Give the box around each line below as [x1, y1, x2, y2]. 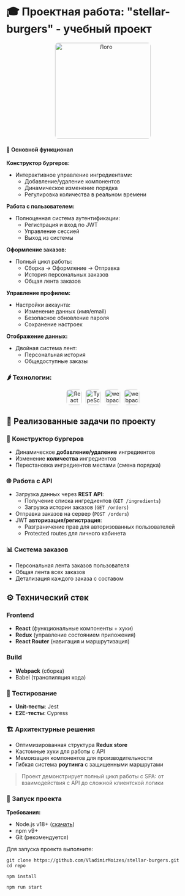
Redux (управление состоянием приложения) [15, 631, 136, 638]
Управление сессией [24, 228, 80, 235]
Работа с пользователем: [6, 203, 75, 210]
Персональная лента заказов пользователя [15, 562, 130, 569]
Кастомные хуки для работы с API [15, 748, 105, 755]
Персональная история [24, 351, 86, 359]
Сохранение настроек [24, 321, 83, 328]
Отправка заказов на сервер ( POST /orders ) [15, 510, 130, 518]
